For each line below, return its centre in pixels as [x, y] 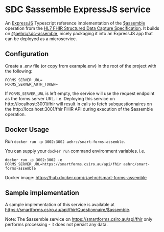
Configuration [27, 54]
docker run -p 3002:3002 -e [34, 160]
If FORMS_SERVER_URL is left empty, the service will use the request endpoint [80, 93]
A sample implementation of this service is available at [60, 205]
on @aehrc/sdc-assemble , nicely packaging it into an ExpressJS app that [79, 33]
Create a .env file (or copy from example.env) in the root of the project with [81, 66]
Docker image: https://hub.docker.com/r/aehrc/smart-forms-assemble [76, 177]
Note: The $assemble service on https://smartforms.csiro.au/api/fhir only [79, 219]
